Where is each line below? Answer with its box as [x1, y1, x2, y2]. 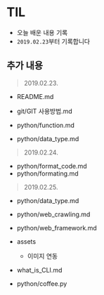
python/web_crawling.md [16, 210, 91, 218]
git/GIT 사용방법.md [16, 107, 72, 115]
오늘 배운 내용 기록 [16, 28, 68, 37]
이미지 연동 [27, 251, 58, 260]
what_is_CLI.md [16, 265, 63, 274]
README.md [16, 92, 54, 100]
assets [16, 237, 37, 246]
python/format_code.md [16, 162, 87, 170]
